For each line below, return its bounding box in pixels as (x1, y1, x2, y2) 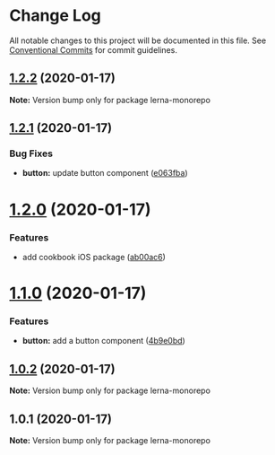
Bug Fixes (9, 147, 54, 160)
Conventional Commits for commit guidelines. (9, 44, 177, 55)
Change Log (9, 5, 101, 26)
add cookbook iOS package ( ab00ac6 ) (21, 251, 166, 262)
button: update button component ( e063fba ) (21, 168, 188, 179)
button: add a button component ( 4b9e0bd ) (21, 336, 185, 346)
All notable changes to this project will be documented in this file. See (9, 35, 267, 46)
